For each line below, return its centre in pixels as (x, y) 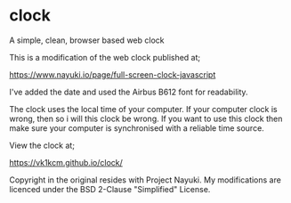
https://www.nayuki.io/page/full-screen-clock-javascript (113, 74)
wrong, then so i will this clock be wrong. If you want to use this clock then (146, 118)
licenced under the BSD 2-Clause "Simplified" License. (110, 189)
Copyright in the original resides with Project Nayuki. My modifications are (145, 180)
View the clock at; (42, 145)
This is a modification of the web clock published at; (105, 57)
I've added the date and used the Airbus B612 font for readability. (129, 92)
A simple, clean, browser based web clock (87, 40)
